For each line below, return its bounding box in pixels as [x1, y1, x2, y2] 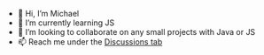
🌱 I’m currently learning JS [17, 17, 115, 28]
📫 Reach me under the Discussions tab [17, 37, 163, 47]
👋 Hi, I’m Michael [17, 9, 80, 18]
